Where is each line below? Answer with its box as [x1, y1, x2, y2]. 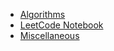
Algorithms [19, 9, 66, 20]
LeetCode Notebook [19, 19, 104, 31]
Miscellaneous [19, 30, 80, 41]
